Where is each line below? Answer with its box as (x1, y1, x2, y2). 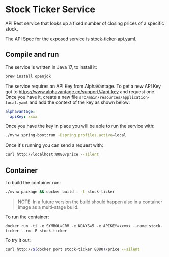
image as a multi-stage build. (17, 204, 79, 210)
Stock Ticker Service (5, 4, 96, 15)
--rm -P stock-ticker (21, 228, 67, 233)
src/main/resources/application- (79, 95, 150, 100)
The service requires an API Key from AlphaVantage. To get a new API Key (5, 83, 161, 89)
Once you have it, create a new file (5, 94, 78, 100)
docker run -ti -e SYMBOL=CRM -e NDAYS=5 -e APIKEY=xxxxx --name (5, 223, 147, 229)
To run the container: (5, 214, 49, 220)
